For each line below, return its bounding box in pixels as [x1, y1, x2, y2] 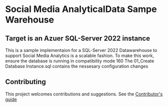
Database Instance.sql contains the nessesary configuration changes [5, 63, 148, 69]
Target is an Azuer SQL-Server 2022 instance [5, 34, 150, 42]
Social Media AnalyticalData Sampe [5, 3, 157, 15]
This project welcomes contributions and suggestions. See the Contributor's [5, 91, 163, 97]
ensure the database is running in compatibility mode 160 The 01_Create [5, 58, 154, 63]
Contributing [5, 77, 46, 86]
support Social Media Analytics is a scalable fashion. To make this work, [5, 52, 154, 58]
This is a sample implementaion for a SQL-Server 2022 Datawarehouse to [5, 47, 157, 53]
